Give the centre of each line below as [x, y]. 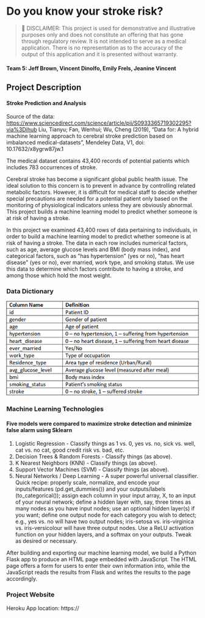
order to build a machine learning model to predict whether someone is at [99, 237]
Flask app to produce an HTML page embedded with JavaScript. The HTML [102, 559]
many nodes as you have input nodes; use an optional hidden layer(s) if [105, 509]
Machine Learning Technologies [55, 409]
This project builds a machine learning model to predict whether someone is [102, 212]
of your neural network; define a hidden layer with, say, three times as [103, 502]
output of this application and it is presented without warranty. [99, 54]
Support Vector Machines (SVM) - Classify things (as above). [92, 469]
